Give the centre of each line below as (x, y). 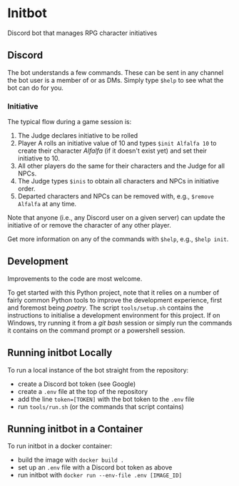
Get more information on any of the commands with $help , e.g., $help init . (118, 239)
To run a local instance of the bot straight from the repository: (98, 370)
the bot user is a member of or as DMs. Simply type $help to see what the (116, 80)
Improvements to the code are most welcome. (75, 278)
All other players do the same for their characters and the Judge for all (121, 166)
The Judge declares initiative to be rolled (78, 136)
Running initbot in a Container (75, 429)
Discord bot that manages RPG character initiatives (82, 33)
